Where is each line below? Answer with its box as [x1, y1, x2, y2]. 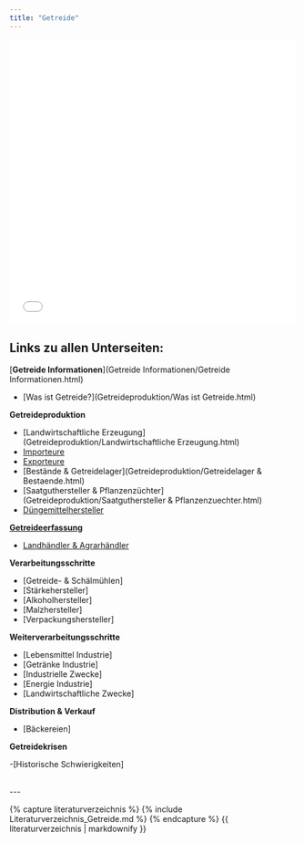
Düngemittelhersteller [22, 505, 105, 515]
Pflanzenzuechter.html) [175, 494, 262, 506]
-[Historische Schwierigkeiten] [9, 759, 125, 770]
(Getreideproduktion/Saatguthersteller [22, 494, 167, 506]
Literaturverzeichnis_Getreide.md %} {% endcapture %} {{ [9, 814, 229, 825]
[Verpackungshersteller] [22, 614, 115, 625]
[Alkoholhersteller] [22, 595, 93, 606]
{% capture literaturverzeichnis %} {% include [9, 804, 183, 815]
